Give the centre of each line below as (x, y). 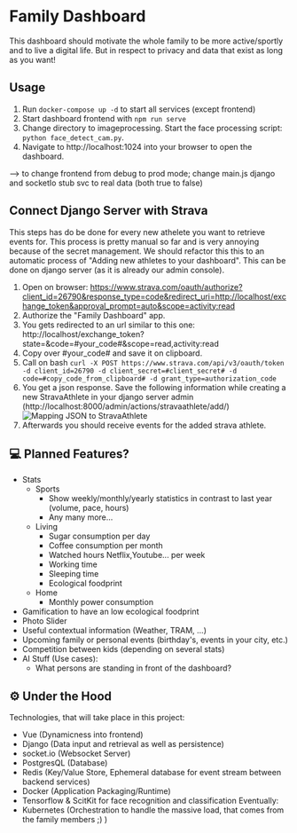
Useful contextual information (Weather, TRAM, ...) (114, 631)
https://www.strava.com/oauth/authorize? (166, 287)
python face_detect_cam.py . (73, 137)
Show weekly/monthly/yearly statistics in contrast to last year (160, 499)
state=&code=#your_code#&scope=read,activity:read (120, 343)
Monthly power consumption (101, 602)
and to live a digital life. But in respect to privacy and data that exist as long (146, 50)
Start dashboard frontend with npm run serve (104, 118)
